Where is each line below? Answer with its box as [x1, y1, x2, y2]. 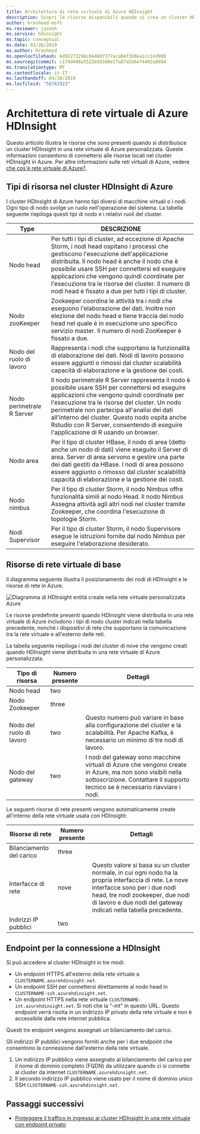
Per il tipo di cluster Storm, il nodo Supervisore [51, 524, 181, 532]
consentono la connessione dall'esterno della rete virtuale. [6, 1044, 150, 1052]
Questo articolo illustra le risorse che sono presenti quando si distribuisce [6, 139, 187, 146]
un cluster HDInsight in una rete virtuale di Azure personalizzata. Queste [6, 145, 183, 152]
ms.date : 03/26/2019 [6, 42, 58, 48]
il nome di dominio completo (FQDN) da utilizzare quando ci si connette [14, 1062, 190, 1069]
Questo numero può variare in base [85, 713, 185, 722]
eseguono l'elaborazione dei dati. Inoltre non [51, 304, 176, 312]
